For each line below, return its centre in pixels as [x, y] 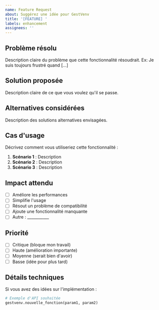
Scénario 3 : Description [37, 167]
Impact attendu [29, 183]
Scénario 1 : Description [37, 157]
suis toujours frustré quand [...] [37, 65]
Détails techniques [35, 277]
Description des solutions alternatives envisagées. [56, 120]
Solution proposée [34, 81]
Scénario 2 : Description [37, 162]
